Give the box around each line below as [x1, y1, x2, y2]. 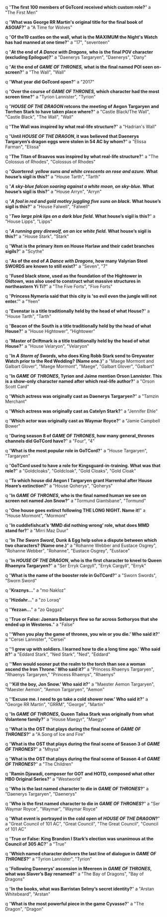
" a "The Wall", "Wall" [22, 69, 66, 75]
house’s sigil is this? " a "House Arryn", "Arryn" [5, 189, 102, 195]
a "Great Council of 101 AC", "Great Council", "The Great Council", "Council [5, 821, 159, 826]
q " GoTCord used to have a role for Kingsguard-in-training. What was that [5, 463, 161, 468]
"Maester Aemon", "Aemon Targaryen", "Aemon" [5, 687, 105, 692]
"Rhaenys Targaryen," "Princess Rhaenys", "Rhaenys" [5, 672, 116, 677]
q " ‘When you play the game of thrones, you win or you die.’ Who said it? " [5, 631, 160, 637]
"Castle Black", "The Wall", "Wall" [5, 114, 74, 120]
